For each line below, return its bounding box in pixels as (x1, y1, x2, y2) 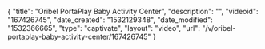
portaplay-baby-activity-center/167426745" (7, 32, 151, 41)
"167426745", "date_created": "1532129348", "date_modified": (7, 15, 213, 24)
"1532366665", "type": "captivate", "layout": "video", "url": (7, 24, 201, 32)
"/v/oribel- (202, 24, 236, 32)
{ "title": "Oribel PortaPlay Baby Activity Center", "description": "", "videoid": (7, 7, 259, 16)
